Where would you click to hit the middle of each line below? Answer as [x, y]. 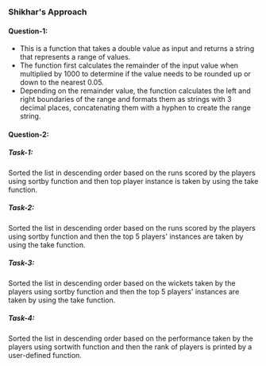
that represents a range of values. [75, 57]
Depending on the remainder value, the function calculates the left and [135, 91]
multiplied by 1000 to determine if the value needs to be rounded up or [135, 74]
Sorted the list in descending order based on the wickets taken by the [122, 283]
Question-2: [29, 134]
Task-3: [21, 263]
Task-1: [21, 153]
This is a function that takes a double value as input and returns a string [137, 49]
